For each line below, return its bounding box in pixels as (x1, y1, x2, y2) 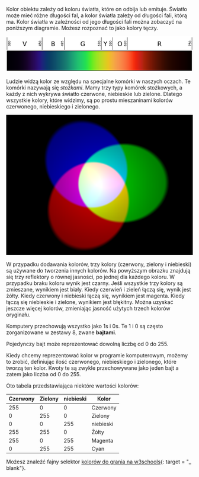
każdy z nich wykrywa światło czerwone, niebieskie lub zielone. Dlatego (6, 90, 182, 97)
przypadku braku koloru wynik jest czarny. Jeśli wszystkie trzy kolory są (6, 279, 183, 287)
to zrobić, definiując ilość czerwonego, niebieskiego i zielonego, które (6, 358, 176, 365)
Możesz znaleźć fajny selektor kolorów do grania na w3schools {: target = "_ (6, 458, 191, 465)
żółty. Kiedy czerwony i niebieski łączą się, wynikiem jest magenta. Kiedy (6, 292, 185, 299)
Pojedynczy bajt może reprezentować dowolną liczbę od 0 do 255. (6, 340, 169, 347)
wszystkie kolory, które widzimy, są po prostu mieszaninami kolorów (6, 97, 173, 104)
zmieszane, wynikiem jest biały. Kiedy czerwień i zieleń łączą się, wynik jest (6, 286, 191, 293)
